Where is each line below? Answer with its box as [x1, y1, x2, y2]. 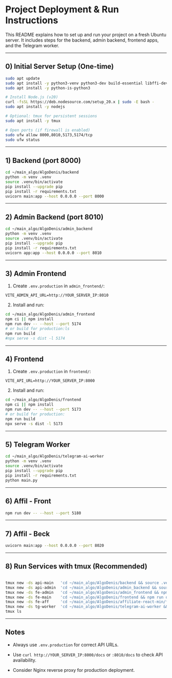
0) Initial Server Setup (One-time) [5, 62, 114, 71]
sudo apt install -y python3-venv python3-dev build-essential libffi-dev [5, 81, 168, 86]
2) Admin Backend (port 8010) [5, 212, 104, 222]
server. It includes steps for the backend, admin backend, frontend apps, [5, 37, 159, 43]
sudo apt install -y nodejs [5, 104, 66, 109]
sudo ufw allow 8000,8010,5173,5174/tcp [5, 132, 93, 137]
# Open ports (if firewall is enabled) [5, 127, 91, 133]
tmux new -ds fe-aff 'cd [5, 599, 68, 604]
